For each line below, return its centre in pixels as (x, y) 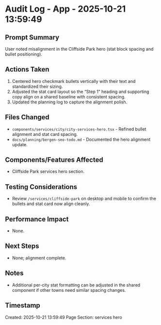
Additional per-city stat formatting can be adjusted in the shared (76, 285)
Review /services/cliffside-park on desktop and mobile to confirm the (84, 199)
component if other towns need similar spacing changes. (69, 290)
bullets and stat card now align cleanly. (51, 204)
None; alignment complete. (39, 258)
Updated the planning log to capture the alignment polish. (70, 102)
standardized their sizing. (37, 86)
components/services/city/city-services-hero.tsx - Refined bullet (79, 129)
